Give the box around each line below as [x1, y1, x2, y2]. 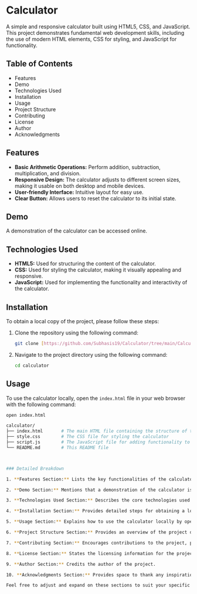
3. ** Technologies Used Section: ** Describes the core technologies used [6, 497, 191, 503]
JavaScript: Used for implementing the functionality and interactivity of [14, 279, 188, 286]
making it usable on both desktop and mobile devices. [14, 182, 145, 189]
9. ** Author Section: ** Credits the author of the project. [6, 561, 157, 567]
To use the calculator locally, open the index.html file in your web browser [6, 394, 186, 401]
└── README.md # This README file [6, 444, 109, 450]
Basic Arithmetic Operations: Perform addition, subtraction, [14, 163, 161, 171]
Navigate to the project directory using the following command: [14, 351, 168, 358]
